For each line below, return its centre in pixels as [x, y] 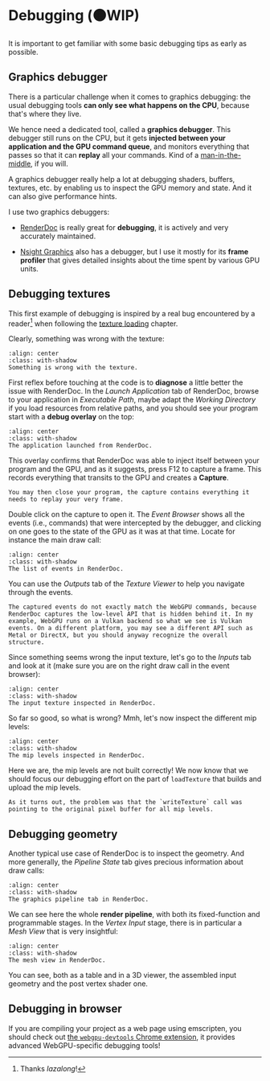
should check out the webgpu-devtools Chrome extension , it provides [122, 1037]
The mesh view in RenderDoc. [57, 960]
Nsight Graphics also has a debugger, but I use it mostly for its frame [134, 251]
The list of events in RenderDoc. [66, 569]
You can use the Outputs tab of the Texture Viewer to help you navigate [127, 584]
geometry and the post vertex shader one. [78, 984]
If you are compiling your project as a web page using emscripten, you [125, 1028]
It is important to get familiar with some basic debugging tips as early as [128, 43]
